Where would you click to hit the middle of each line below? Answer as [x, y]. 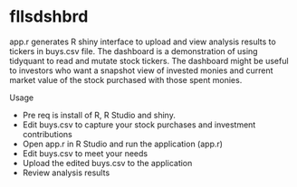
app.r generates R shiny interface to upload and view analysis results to [143, 42]
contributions [47, 134]
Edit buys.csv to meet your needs [85, 153]
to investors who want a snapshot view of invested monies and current [141, 70]
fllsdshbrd [49, 17]
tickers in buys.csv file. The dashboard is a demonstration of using [134, 51]
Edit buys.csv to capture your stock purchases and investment [139, 125]
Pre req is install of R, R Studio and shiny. [99, 115]
